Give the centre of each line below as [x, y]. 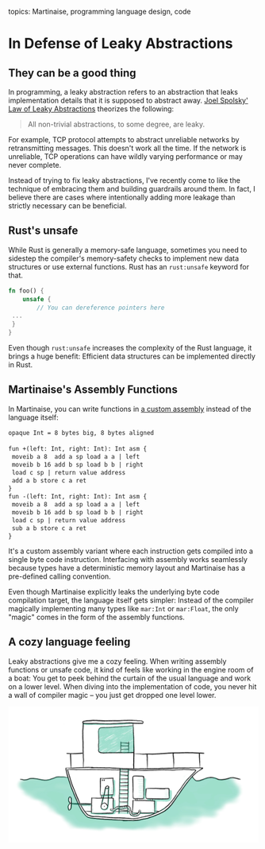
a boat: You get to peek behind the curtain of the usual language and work [130, 678]
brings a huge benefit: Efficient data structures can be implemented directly [132, 356]
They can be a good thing [72, 73]
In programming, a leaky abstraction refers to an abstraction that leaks [123, 92]
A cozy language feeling [69, 642]
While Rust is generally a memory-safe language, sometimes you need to [128, 250]
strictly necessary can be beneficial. [67, 205]
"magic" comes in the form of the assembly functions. [96, 617]
